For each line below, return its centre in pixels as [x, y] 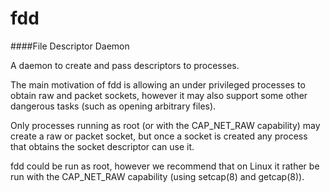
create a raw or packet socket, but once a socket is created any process [159, 136]
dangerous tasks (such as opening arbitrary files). [113, 106]
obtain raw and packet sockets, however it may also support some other [159, 95]
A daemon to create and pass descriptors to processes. [125, 65]
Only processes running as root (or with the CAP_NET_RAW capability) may [165, 125]
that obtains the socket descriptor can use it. [102, 146]
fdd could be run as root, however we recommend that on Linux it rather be [165, 166]
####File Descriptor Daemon [70, 46]
